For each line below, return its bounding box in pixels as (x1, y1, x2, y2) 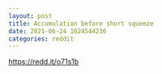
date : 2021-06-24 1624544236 (8, 27, 107, 35)
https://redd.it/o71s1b (8, 57, 79, 67)
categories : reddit (8, 34, 75, 43)
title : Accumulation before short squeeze (8, 20, 154, 28)
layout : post (8, 11, 53, 20)
